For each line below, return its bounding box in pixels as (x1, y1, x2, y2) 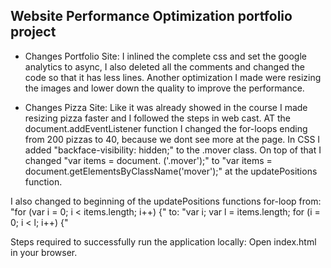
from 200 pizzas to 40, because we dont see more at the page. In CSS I (24, 133, 321, 145)
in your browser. (10, 246, 78, 258)
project (10, 24, 57, 41)
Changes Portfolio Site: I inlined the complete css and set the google (24, 50, 307, 62)
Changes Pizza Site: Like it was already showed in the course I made (24, 101, 308, 113)
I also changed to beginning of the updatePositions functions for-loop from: (10, 195, 322, 207)
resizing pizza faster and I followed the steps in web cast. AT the (24, 112, 291, 124)
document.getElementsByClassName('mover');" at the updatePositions (24, 165, 318, 177)
